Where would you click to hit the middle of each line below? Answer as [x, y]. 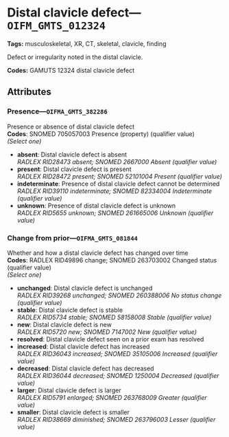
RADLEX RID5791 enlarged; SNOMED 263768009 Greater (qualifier [112, 397]
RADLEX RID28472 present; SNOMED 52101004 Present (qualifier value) [120, 176]
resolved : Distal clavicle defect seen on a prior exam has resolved [110, 339]
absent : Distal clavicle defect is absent [72, 154]
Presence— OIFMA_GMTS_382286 [57, 111]
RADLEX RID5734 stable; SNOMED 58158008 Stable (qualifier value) [114, 317]
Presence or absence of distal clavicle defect [71, 126]
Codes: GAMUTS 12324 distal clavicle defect [71, 70]
